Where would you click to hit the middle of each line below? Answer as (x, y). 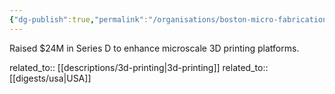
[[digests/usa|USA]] (50, 78)
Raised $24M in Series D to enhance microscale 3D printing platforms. (154, 48)
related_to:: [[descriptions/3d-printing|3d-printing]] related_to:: (139, 67)
